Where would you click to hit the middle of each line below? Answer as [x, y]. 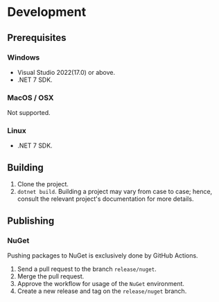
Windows [24, 57]
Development [47, 12]
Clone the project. [43, 184]
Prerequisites [37, 38]
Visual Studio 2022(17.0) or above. [66, 72]
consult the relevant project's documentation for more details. [105, 199]
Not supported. [29, 113]
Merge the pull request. [51, 276]
